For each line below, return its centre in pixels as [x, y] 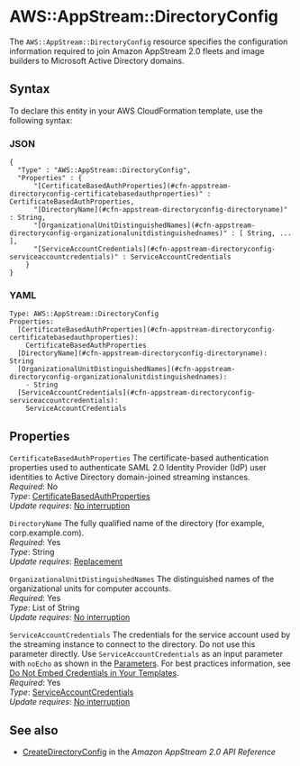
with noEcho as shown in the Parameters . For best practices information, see [150, 663]
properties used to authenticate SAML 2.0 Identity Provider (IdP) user [138, 468]
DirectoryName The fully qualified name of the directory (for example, [137, 524]
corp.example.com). [47, 533]
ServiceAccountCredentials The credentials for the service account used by [150, 635]
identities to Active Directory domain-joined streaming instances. [130, 477]
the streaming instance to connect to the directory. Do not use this [132, 644]
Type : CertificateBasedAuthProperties [80, 497]
